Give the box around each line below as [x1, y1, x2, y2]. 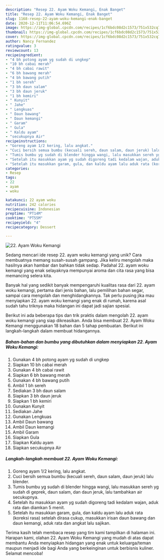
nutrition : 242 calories [5, 202, 56, 207]
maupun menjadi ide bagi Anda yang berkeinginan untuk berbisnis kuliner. [5, 545, 154, 551]
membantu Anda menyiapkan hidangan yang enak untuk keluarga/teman [5, 540, 151, 546]
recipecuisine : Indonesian [5, 207, 60, 211]
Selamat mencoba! [5, 550, 43, 556]
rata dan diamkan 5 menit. [12, 504, 65, 510]
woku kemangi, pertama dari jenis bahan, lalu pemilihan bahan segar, [5, 287, 144, 293]
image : [5, 25, 19, 30]
